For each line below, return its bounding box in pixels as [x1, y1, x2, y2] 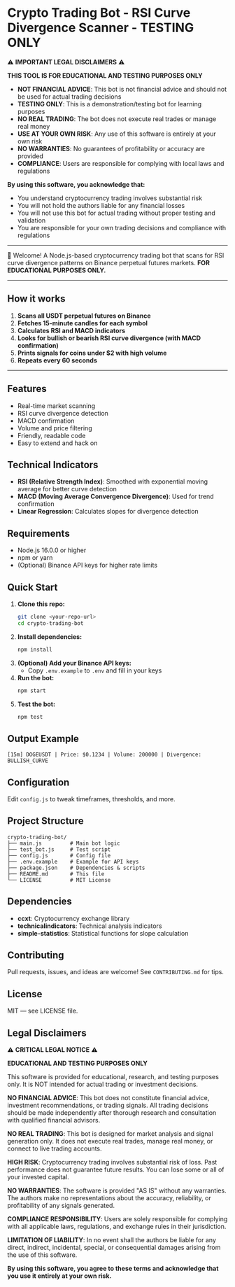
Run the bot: [17, 673, 55, 682]
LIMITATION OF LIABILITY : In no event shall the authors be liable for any [7, 1236, 217, 1244]
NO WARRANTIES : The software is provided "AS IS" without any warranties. [7, 1186, 227, 1195]
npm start [17, 687, 47, 694]
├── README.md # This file [7, 870, 105, 878]
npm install [17, 646, 52, 653]
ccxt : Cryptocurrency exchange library [17, 914, 130, 922]
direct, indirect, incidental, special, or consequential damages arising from [7, 1244, 221, 1252]
